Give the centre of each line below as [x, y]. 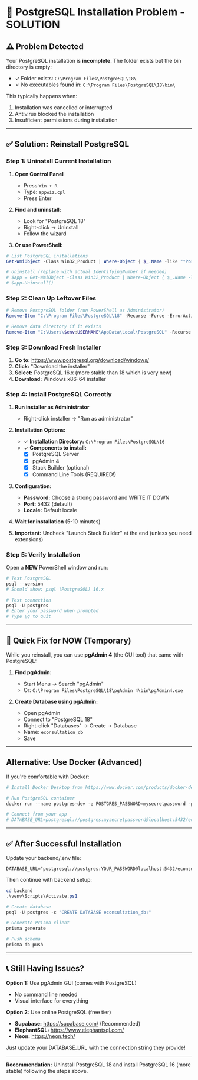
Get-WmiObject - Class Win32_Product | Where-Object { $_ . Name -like [92, 261]
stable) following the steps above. [47, 1071]
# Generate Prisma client [38, 923]
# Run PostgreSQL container [41, 798]
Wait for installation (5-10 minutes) [57, 521]
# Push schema [24, 939]
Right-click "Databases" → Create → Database [80, 725]
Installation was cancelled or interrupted [64, 108]
